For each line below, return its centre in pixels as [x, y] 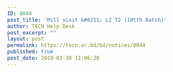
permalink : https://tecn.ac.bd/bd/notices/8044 [77, 45]
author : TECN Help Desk [41, 26]
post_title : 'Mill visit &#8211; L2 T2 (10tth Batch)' [87, 20]
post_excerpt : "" [32, 33]
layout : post [26, 39]
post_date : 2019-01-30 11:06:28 [53, 58]
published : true [30, 52]
